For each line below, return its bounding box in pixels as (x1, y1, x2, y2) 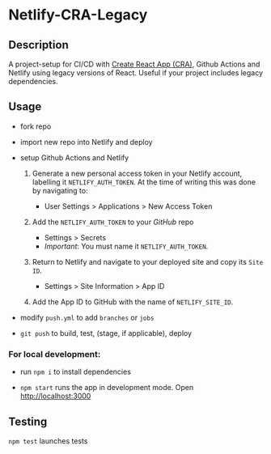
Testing (8, 414, 48, 428)
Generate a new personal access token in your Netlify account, (32, 168, 243, 178)
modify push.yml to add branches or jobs (19, 312, 155, 322)
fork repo (19, 121, 52, 131)
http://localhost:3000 (19, 391, 91, 401)
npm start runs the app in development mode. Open (19, 383, 194, 392)
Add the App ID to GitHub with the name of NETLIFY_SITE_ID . (32, 297, 234, 307)
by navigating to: (32, 185, 88, 195)
